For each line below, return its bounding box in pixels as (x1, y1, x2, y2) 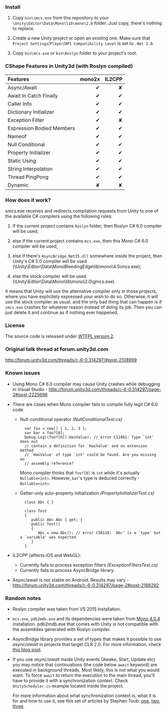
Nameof (7, 132, 26, 139)
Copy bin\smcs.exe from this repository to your (12, 15, 109, 21)
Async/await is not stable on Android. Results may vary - (12, 576, 129, 583)
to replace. (12, 25, 35, 31)
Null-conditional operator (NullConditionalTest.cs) (19, 416, 123, 422)
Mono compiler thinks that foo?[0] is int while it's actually (19, 469, 140, 475)
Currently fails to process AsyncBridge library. (19, 567, 115, 573)
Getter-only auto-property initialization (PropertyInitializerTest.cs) (19, 490, 155, 496)
